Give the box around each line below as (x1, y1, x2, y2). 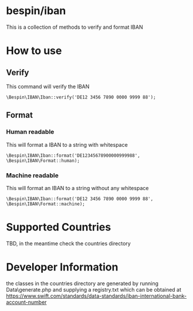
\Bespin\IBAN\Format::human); (6, 157, 80, 164)
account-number (6, 298, 47, 306)
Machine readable (6, 171, 59, 180)
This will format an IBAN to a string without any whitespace (6, 184, 149, 191)
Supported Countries (6, 221, 111, 234)
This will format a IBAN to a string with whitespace (6, 141, 128, 148)
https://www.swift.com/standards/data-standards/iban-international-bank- (6, 292, 187, 299)
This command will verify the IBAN (6, 83, 90, 90)
